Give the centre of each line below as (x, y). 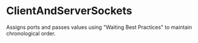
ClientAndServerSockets (69, 11)
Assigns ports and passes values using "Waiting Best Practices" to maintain (99, 27)
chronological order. (31, 33)
